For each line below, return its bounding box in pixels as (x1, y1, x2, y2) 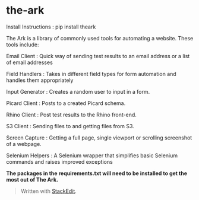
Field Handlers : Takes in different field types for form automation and (6, 70, 176, 77)
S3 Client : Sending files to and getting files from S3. (6, 122, 135, 129)
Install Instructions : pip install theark (6, 23, 96, 30)
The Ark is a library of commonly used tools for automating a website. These (6, 34, 194, 42)
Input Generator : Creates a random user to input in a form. (6, 88, 150, 95)
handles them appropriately (6, 77, 74, 84)
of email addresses (6, 59, 53, 66)
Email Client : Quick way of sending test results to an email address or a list (6, 52, 190, 59)
